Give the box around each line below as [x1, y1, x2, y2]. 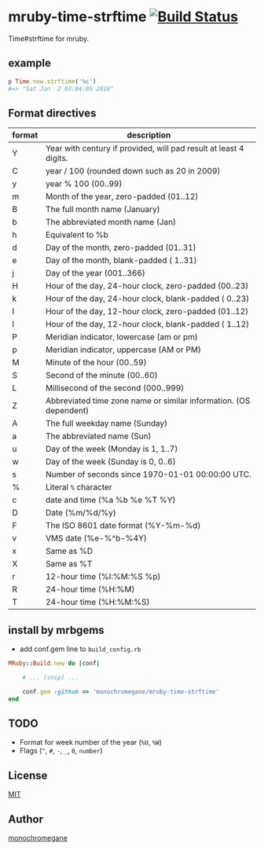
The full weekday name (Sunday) [46, 418, 168, 429]
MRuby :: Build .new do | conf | [8, 660, 101, 668]
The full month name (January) [46, 204, 160, 215]
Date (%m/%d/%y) [46, 507, 116, 518]
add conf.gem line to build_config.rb [19, 644, 141, 654]
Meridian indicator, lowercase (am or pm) [46, 332, 198, 343]
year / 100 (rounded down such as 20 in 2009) [46, 166, 221, 177]
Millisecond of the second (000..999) [46, 383, 185, 394]
